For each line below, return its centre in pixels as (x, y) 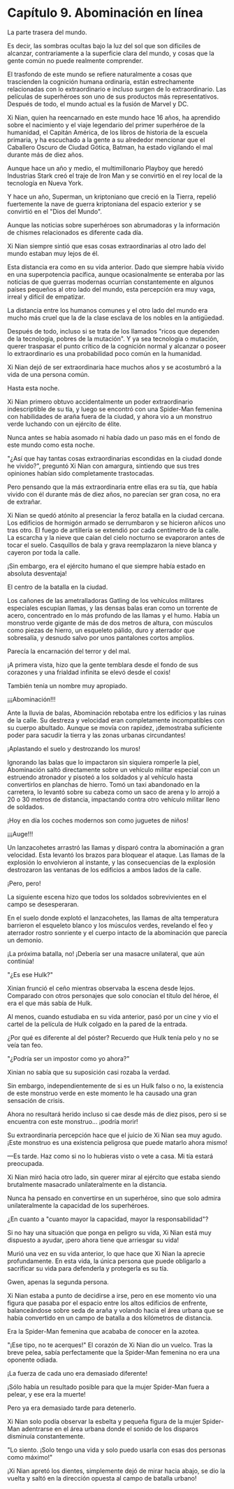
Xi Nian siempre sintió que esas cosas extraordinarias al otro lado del (107, 245)
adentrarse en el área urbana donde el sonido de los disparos (110, 1429)
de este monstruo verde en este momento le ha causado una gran (102, 1093)
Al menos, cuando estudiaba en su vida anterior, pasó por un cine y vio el (113, 1016)
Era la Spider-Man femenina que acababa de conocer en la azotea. (104, 1331)
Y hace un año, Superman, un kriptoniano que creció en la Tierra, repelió (112, 197)
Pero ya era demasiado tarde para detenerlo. (72, 1408)
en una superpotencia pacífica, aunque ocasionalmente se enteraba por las (116, 274)
